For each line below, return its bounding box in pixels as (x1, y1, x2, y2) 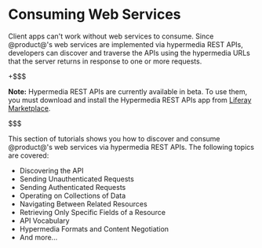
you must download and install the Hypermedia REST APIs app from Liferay (8, 95, 252, 104)
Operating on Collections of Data (19, 191, 126, 200)
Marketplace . (8, 104, 51, 113)
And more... (19, 232, 58, 242)
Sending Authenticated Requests (19, 182, 126, 191)
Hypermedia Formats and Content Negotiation (19, 224, 169, 233)
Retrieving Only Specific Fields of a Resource (19, 207, 166, 217)
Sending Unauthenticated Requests (19, 174, 135, 184)
